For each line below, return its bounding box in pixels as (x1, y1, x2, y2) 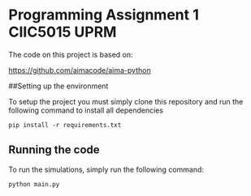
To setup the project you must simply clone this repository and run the (8, 96, 244, 106)
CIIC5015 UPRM (8, 23, 117, 41)
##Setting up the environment (8, 81, 109, 91)
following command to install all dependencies (8, 105, 164, 115)
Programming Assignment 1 (8, 6, 199, 24)
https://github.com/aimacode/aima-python (8, 65, 152, 75)
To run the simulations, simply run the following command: (8, 164, 205, 174)
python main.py (8, 180, 60, 188)
